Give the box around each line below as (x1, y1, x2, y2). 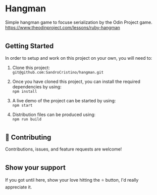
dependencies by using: (12, 83, 62, 89)
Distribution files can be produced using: (12, 112, 96, 117)
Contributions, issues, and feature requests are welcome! (5, 146, 122, 152)
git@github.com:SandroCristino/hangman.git (12, 70, 104, 75)
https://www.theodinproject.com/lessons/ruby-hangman (5, 24, 120, 30)
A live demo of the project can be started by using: (12, 97, 116, 104)
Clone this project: (12, 65, 50, 71)
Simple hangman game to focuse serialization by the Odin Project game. (5, 19, 153, 25)
